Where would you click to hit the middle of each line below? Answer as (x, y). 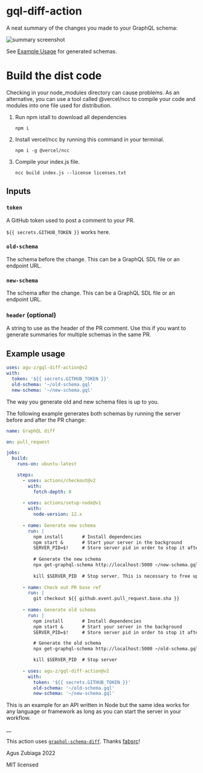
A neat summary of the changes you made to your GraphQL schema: (92, 28)
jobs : (13, 453)
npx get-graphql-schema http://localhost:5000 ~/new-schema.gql (116, 565)
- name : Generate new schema (59, 525)
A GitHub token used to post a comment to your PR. (70, 220)
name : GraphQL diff (31, 431)
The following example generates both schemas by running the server (94, 413)
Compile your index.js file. (47, 161)
